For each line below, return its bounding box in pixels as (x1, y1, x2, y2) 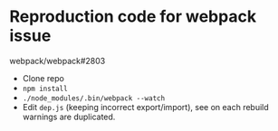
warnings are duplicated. (22, 111, 116, 122)
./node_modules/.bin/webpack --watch (22, 93, 166, 103)
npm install (22, 84, 68, 93)
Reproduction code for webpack (9, 6, 256, 27)
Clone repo (22, 72, 65, 83)
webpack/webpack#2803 (9, 55, 106, 66)
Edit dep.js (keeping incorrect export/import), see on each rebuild (22, 101, 269, 112)
